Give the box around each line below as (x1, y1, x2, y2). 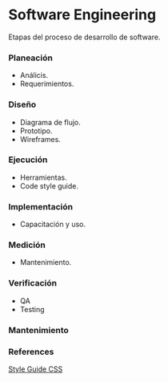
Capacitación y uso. (19, 219, 86, 230)
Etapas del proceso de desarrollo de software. (8, 32, 161, 42)
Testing (19, 304, 46, 314)
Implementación (8, 201, 74, 212)
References (8, 346, 54, 357)
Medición (8, 239, 46, 250)
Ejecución (8, 154, 48, 165)
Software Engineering (8, 6, 157, 24)
